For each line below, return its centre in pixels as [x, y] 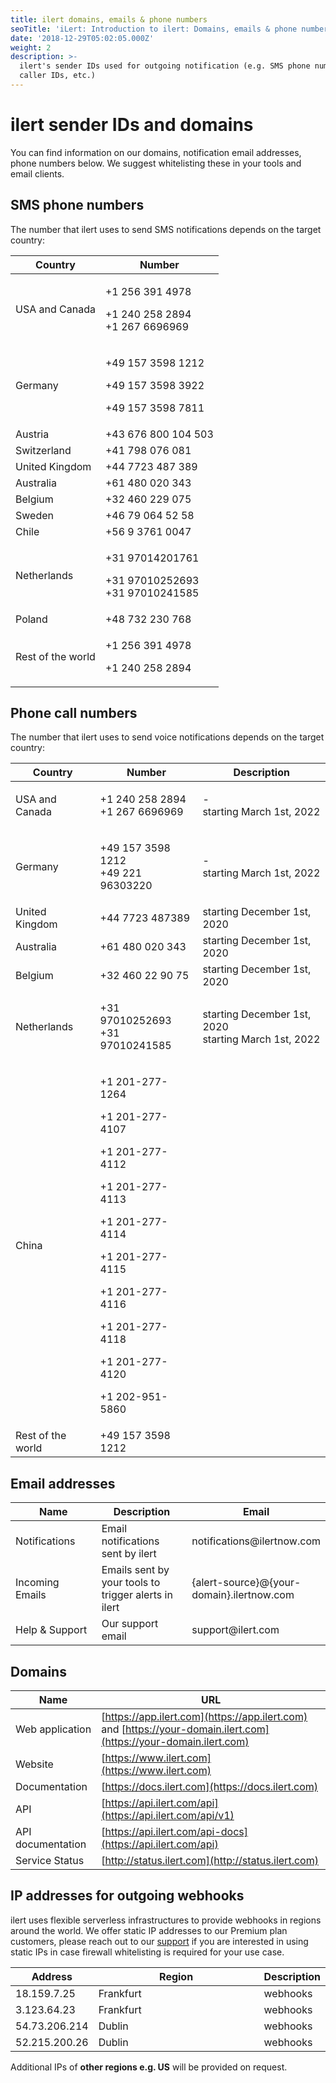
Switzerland [43, 450]
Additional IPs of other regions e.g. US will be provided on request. [149, 2067]
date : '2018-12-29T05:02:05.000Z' [82, 38]
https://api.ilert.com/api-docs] [176, 1832]
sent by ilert [129, 1554]
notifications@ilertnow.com [256, 1541]
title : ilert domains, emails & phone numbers [109, 19]
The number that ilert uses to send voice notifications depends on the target [167, 737]
